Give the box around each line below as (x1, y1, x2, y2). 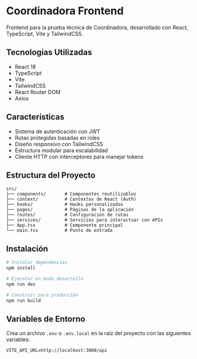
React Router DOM (14, 88, 61, 96)
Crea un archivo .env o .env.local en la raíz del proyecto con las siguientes (6, 330, 191, 337)
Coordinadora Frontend (6, 4, 124, 18)
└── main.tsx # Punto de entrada (6, 228, 113, 234)
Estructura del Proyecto (6, 170, 96, 180)
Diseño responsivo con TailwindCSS (14, 140, 104, 147)
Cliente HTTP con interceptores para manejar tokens (14, 153, 144, 160)
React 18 (14, 63, 36, 70)
